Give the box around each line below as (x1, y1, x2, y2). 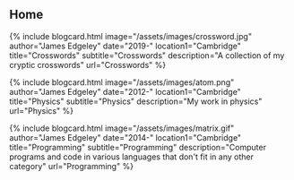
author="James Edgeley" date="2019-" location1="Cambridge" (9, 40, 242, 51)
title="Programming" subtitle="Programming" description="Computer (9, 141, 267, 152)
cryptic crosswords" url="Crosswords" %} (9, 59, 167, 70)
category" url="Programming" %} (9, 160, 134, 171)
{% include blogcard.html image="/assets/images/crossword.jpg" (9, 30, 253, 41)
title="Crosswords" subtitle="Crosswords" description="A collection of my (9, 49, 285, 61)
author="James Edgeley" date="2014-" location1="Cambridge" (9, 132, 242, 142)
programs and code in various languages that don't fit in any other (9, 151, 254, 162)
